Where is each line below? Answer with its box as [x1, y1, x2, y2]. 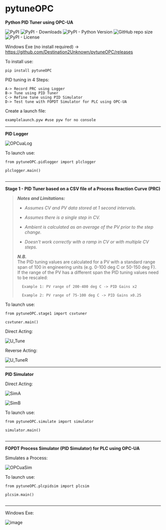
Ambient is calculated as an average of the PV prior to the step [24, 224, 154, 230]
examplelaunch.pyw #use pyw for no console [5, 117, 96, 122]
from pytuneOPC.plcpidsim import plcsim [5, 484, 90, 489]
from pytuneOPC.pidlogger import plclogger [5, 159, 96, 164]
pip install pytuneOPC [5, 68, 52, 73]
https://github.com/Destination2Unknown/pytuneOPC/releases [5, 49, 133, 55]
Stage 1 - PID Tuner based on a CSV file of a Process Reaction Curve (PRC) [5, 186, 161, 192]
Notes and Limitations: [17, 195, 66, 201]
